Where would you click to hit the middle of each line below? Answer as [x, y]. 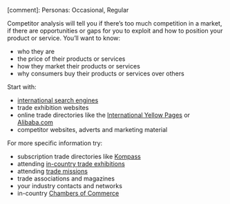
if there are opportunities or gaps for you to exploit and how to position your [115, 31]
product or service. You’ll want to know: [64, 38]
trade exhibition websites [53, 108]
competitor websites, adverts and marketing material [92, 130]
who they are [36, 52]
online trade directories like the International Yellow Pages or [104, 115]
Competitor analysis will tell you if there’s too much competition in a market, [115, 23]
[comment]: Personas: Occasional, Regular [68, 10]
